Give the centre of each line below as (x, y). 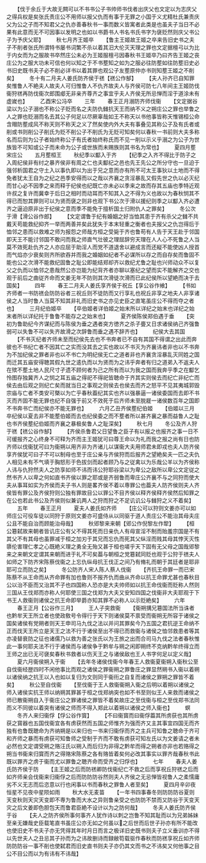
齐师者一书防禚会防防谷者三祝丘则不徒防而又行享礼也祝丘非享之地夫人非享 (100, 293)
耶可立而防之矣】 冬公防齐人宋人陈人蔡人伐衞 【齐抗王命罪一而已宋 (101, 569)
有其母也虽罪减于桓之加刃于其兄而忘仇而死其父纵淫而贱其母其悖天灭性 (111, 539)
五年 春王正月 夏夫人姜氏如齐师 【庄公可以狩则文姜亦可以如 (106, 508)
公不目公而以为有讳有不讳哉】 (44, 853)
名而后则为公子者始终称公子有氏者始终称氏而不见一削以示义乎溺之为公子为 (100, 139)
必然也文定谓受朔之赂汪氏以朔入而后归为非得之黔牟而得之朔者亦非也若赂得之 (103, 746)
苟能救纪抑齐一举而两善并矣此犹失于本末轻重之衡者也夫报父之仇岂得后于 (108, 224)
